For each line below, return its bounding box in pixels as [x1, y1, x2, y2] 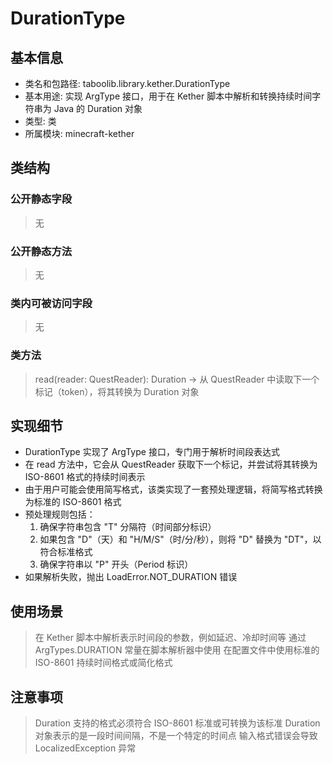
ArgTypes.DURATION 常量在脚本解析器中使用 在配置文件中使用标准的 [34, 644, 320, 656]
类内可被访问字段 [10, 296, 93, 310]
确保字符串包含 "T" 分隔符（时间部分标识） [39, 521, 217, 533]
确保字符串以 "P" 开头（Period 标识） [39, 558, 194, 571]
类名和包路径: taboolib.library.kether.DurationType [24, 78, 231, 89]
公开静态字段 [10, 192, 73, 206]
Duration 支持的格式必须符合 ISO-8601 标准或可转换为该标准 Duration [34, 717, 321, 729]
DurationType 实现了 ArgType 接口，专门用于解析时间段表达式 [24, 446, 280, 458]
